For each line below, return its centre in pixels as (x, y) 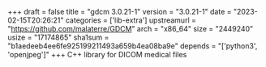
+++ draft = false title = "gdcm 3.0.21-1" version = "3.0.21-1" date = (120, 12)
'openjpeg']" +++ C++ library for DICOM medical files (97, 54)
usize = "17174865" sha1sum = (58, 37)
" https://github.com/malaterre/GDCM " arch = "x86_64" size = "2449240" (131, 29)
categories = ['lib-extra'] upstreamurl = (131, 20)
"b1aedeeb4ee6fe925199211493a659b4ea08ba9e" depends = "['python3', (133, 46)
